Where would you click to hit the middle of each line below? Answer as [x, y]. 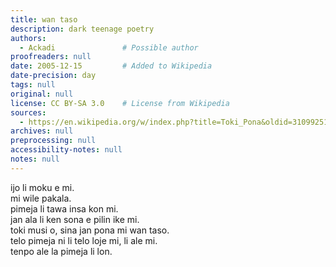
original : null [42, 94]
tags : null [33, 85]
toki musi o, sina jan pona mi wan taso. [90, 230]
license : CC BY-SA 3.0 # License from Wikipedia [120, 103]
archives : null [42, 131]
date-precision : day [53, 76]
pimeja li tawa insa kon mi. [64, 208]
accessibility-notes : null [66, 150]
